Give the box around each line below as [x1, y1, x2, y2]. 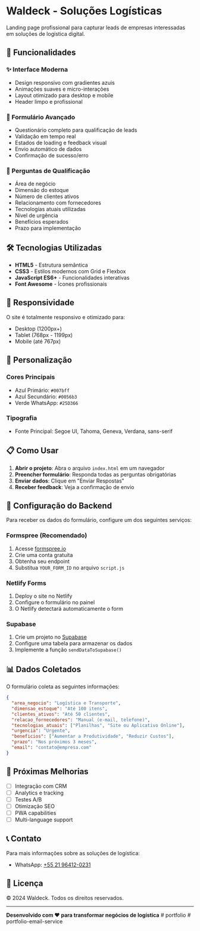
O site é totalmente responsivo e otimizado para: [6, 313, 125, 320]
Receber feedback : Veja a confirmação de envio [14, 483, 135, 490]
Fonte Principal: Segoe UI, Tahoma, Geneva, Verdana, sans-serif [14, 428, 173, 435]
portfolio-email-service [6, 917, 63, 925]
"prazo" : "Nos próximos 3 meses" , [11, 739, 97, 745]
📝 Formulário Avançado [6, 113, 76, 121]
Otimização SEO [14, 802, 55, 809]
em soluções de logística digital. [6, 30, 85, 37]
